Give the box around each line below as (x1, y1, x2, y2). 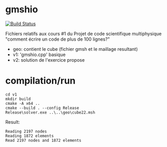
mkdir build (5, 96, 31, 101)
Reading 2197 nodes (5, 128, 47, 134)
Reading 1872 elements (5, 133, 54, 138)
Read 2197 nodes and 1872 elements (5, 138, 82, 143)
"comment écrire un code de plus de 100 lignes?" (5, 36, 110, 42)
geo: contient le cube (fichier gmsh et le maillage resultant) (12, 46, 138, 52)
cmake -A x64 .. (5, 101, 40, 106)
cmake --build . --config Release (5, 105, 80, 111)
